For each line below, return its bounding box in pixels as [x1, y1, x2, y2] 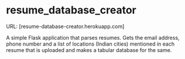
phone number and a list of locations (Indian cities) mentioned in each [6, 40, 174, 47]
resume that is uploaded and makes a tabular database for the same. [6, 46, 172, 53]
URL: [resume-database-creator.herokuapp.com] [6, 23, 125, 30]
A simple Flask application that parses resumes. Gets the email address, [6, 34, 180, 41]
